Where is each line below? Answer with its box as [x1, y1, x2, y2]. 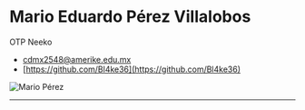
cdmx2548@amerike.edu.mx [22, 54, 132, 65]
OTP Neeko [9, 36, 53, 47]
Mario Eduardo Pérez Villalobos [9, 6, 251, 27]
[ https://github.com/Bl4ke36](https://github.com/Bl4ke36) [22, 64, 241, 75]
